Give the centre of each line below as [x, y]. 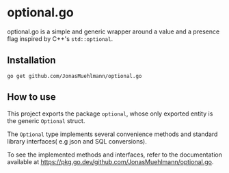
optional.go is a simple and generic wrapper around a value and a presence [113, 31]
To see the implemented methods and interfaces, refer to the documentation [114, 155]
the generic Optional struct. [46, 120]
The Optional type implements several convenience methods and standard [112, 134]
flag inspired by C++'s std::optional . [60, 38]
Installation [31, 61]
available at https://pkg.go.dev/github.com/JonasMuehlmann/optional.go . [110, 161]
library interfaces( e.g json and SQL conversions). [77, 141]
